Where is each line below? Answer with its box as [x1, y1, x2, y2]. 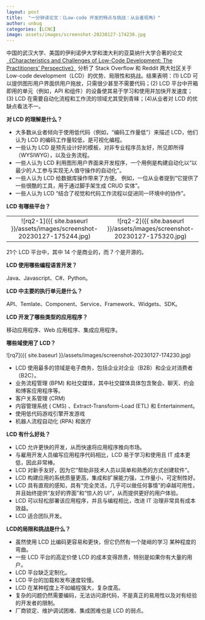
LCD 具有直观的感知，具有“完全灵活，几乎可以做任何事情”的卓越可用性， [15, 482, 198, 489]
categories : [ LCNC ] [6, 26, 56, 32]
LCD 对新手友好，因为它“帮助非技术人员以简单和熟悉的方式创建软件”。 [15, 467, 193, 474]
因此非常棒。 [26, 459, 59, 466]
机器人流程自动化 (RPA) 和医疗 [15, 418, 92, 425]
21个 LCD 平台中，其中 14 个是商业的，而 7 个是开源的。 [6, 249, 148, 256]
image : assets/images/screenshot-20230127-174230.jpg [6, 32, 146, 38]
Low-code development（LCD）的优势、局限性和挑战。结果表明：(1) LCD [6, 72, 192, 79]
